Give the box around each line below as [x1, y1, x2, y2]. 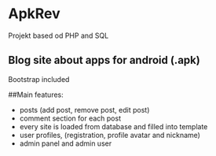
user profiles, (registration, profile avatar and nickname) [19, 130, 200, 139]
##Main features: [8, 90, 64, 99]
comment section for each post [19, 113, 122, 123]
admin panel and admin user [19, 139, 112, 148]
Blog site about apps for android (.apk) [8, 54, 200, 67]
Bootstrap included [8, 74, 70, 84]
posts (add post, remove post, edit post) [19, 105, 150, 114]
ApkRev [8, 5, 60, 23]
